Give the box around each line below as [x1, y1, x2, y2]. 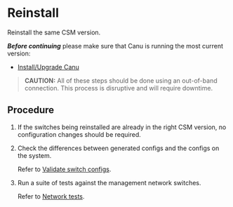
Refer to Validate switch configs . [17, 165, 112, 173]
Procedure [7, 104, 55, 116]
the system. [17, 151, 52, 159]
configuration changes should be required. [17, 130, 142, 138]
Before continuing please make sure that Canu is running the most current [7, 41, 223, 50]
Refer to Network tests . [17, 192, 85, 201]
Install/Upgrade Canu [17, 62, 79, 71]
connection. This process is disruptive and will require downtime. [24, 84, 213, 92]
